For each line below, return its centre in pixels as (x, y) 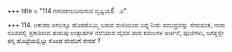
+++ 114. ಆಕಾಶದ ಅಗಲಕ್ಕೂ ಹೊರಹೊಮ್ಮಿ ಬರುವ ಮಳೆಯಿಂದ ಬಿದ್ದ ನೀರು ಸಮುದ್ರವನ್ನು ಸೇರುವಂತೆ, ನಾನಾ (116, 25)
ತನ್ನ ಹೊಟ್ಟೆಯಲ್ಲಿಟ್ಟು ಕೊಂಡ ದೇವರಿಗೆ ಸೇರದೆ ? (54, 41)
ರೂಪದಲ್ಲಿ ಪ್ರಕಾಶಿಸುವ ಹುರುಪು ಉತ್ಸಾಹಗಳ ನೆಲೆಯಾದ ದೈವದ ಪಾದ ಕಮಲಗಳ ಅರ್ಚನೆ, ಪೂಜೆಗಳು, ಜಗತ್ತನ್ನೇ (115, 33)
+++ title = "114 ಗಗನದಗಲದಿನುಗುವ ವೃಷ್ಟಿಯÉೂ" (67, 11)
